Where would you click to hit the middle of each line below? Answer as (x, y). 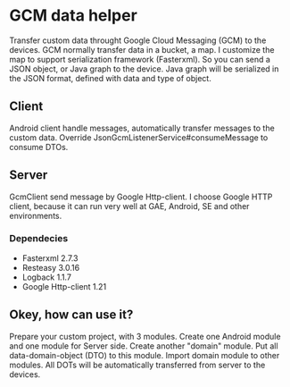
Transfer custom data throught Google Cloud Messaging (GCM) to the (138, 40)
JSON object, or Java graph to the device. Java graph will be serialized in (144, 69)
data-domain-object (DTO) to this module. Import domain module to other (145, 355)
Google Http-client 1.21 (64, 286)
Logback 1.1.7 (46, 277)
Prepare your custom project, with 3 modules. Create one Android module (145, 336)
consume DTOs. (39, 147)
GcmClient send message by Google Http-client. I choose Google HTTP (141, 197)
